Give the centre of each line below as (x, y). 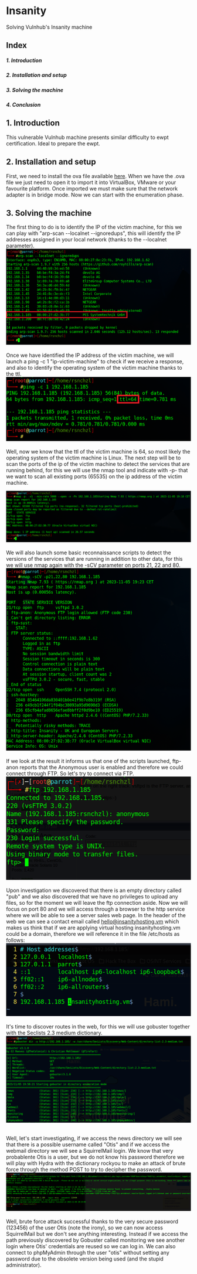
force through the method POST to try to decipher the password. (84, 1170)
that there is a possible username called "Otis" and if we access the (88, 1144)
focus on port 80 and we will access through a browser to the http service (96, 909)
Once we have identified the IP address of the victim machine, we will (90, 355)
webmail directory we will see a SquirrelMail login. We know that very (90, 1151)
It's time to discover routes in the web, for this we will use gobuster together (98, 1026)
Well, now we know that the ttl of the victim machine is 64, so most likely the (98, 452)
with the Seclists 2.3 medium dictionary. (54, 1033)
